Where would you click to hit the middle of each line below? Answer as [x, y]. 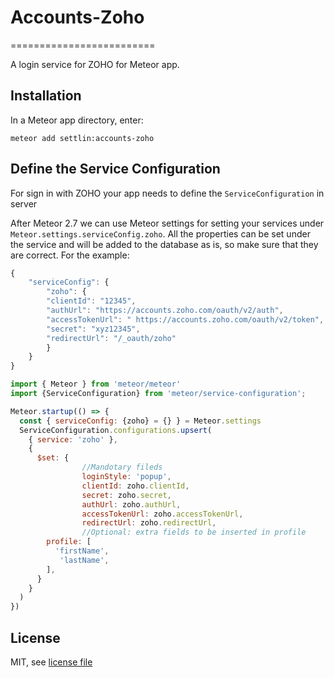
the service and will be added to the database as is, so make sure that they [164, 244]
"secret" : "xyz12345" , [93, 329]
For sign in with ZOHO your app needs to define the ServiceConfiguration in [167, 193]
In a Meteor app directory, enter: [77, 120]
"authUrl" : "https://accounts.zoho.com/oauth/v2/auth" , [165, 311]
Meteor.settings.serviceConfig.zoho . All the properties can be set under [160, 233]
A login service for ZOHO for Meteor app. [95, 64]
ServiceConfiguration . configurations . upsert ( [116, 430]
